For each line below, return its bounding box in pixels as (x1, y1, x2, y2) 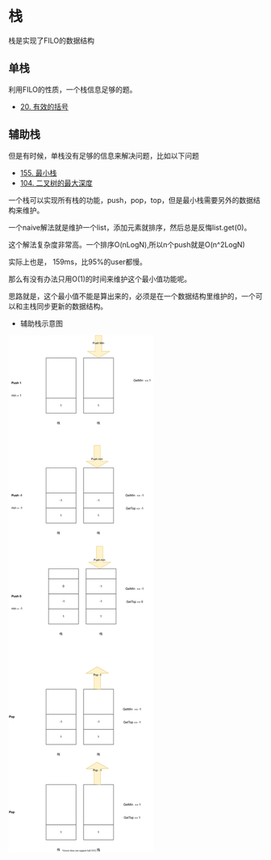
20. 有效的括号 (19, 102, 69, 112)
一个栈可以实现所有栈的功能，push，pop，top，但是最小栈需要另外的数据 (8, 195, 254, 204)
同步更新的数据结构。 (35, 301, 107, 311)
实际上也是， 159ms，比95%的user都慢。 (8, 256, 148, 267)
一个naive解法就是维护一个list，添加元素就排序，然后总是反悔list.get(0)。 (8, 222, 252, 232)
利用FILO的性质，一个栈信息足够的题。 (8, 84, 137, 94)
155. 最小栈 (19, 167, 57, 178)
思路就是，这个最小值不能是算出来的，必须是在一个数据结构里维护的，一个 (8, 291, 256, 301)
